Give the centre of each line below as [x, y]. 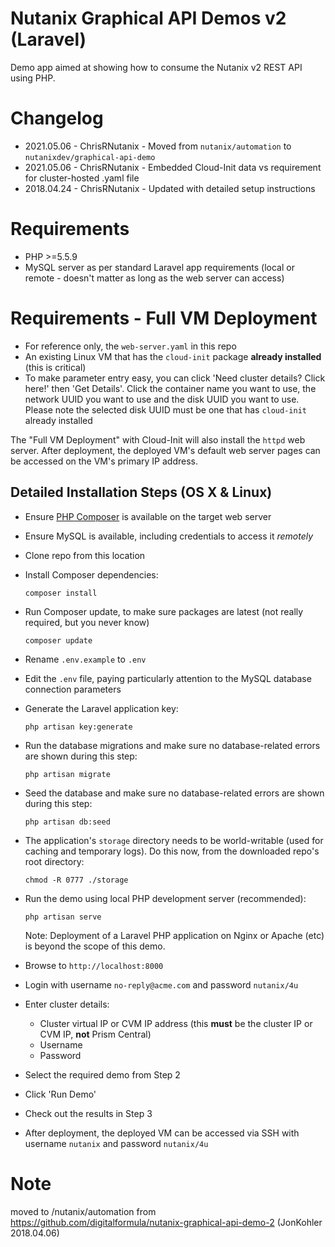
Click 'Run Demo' [60, 1094]
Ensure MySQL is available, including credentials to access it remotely [169, 536]
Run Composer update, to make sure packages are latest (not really [164, 611]
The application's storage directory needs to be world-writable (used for [174, 840]
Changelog [57, 118]
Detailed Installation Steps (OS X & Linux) [141, 492]
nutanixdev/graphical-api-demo [90, 157]
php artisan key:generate [78, 727]
